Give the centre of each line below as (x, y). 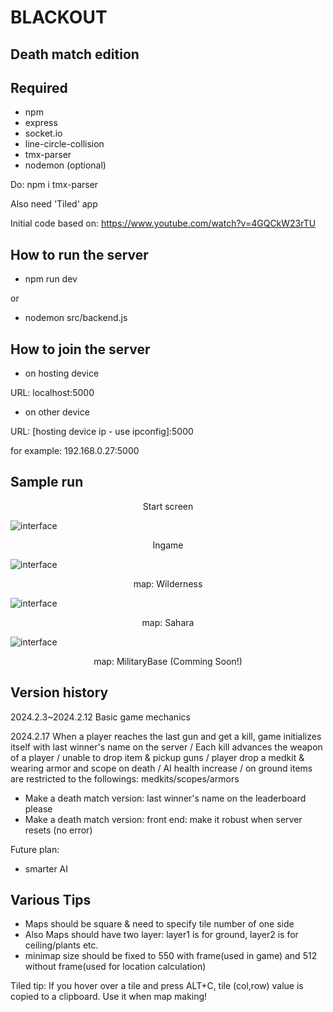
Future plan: (35, 849)
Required (39, 87)
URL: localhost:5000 (52, 393)
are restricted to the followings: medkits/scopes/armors (125, 778)
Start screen (168, 506)
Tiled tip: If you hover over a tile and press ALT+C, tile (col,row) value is (157, 986)
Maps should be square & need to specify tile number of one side (159, 924)
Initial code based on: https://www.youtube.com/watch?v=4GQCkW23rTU (163, 223)
